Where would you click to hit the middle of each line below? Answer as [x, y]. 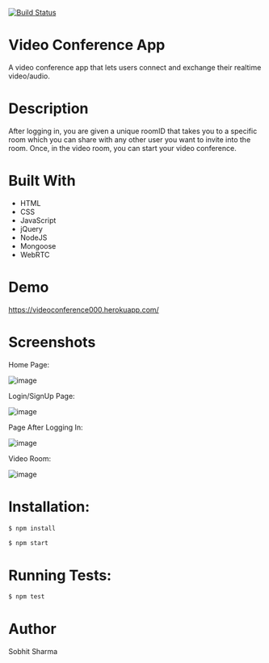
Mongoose [38, 245]
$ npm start [28, 543]
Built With [42, 181]
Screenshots [52, 342]
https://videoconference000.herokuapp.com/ [84, 309]
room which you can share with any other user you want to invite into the [130, 139]
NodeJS [34, 237]
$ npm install [32, 528]
